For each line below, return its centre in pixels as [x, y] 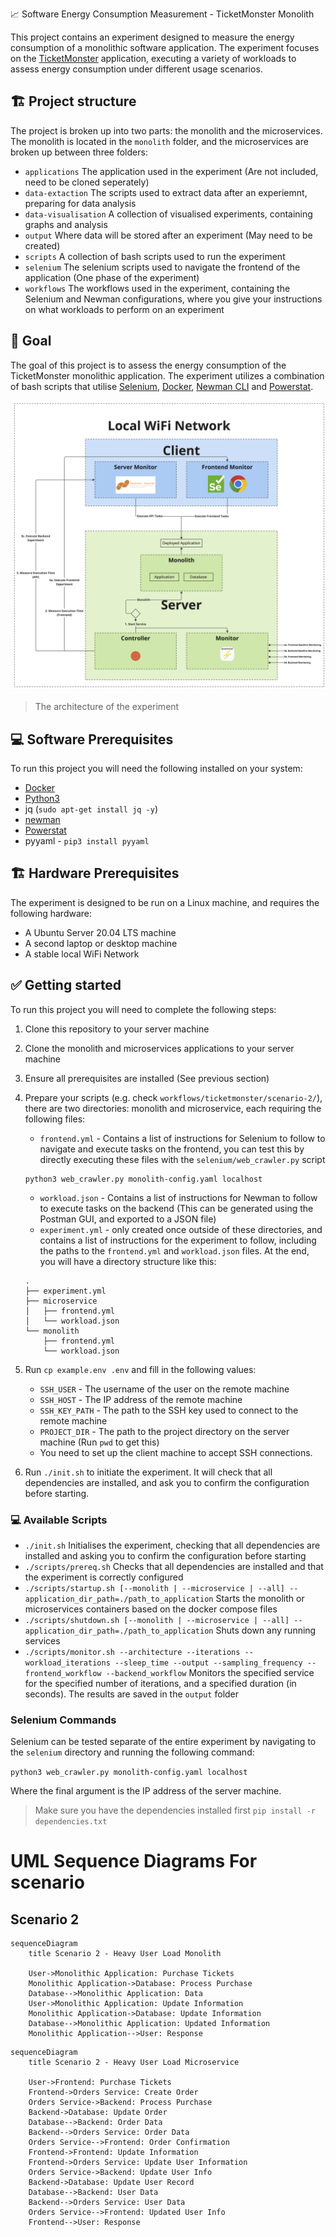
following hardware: [51, 913]
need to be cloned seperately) [87, 182]
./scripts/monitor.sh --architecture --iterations [132, 1652]
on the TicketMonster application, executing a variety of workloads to [153, 58]
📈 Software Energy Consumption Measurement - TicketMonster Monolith [162, 14]
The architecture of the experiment [107, 707]
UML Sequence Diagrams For [134, 1861]
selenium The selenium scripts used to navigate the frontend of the [162, 267]
